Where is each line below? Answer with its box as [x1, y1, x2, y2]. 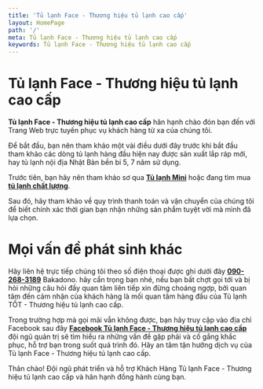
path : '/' [8, 26, 41, 34]
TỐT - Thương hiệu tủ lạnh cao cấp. [8, 300, 124, 309]
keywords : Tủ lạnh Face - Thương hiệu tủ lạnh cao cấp [8, 41, 192, 49]
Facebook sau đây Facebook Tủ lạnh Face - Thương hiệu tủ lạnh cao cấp [8, 324, 247, 332]
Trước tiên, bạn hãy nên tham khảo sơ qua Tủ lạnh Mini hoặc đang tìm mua [8, 173, 251, 182]
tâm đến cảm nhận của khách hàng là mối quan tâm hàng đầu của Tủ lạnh [8, 292, 247, 301]
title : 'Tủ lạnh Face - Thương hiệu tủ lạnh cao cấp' [8, 11, 188, 20]
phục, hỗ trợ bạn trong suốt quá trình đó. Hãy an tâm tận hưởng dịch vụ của [8, 340, 253, 350]
